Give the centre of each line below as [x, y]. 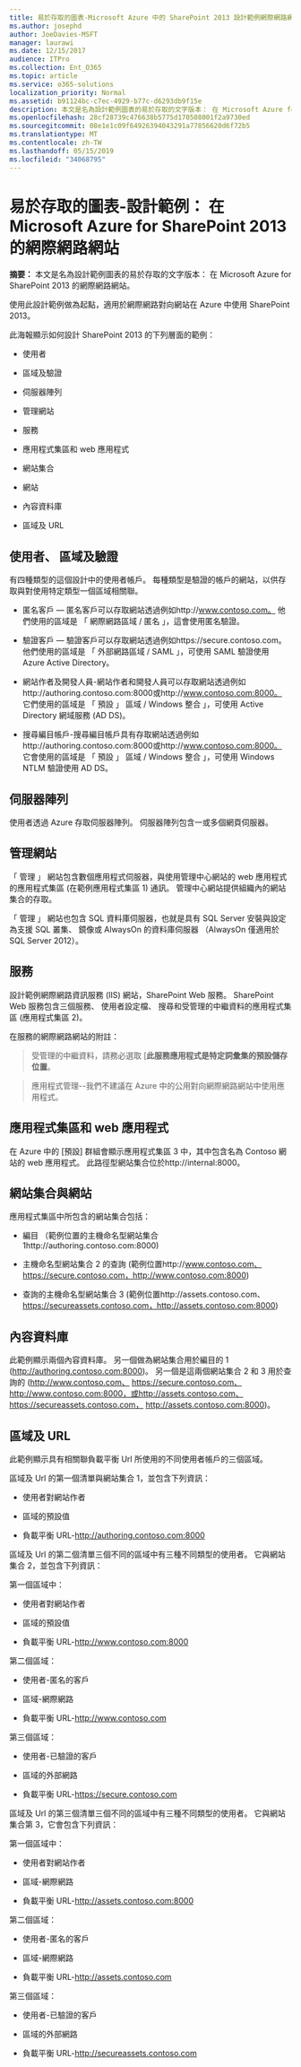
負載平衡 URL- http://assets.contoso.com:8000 [108, 1900]
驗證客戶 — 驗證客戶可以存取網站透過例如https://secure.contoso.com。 [154, 640]
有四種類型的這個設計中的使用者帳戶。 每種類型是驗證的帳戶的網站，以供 [144, 580]
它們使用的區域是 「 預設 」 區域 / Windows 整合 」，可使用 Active [143, 704]
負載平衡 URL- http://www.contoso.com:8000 [105, 1641]
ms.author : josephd [46, 26]
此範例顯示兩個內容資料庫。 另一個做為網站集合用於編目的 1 [119, 1360]
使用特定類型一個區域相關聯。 [88, 591]
